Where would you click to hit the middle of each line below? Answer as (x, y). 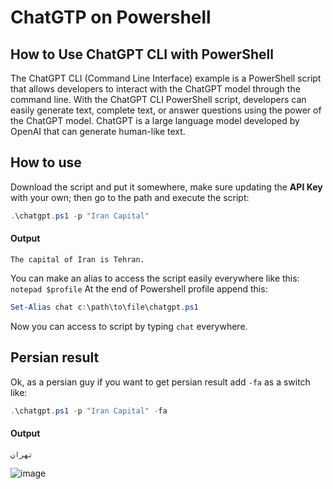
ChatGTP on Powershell (111, 17)
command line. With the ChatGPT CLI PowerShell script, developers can (158, 99)
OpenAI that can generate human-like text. (98, 131)
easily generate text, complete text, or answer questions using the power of (166, 110)
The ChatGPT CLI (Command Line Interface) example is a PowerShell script (166, 78)
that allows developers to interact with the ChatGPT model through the (155, 89)
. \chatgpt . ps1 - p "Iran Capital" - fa (89, 411)
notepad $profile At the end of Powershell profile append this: (139, 288)
